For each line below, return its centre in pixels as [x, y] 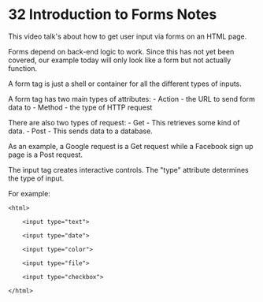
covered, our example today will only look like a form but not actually [120, 60]
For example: [30, 193]
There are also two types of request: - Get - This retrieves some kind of [124, 122]
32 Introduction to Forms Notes [113, 15]
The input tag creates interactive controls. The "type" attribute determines [129, 170]
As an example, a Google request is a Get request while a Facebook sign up [131, 146]
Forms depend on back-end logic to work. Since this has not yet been [121, 51]
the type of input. [36, 178]
